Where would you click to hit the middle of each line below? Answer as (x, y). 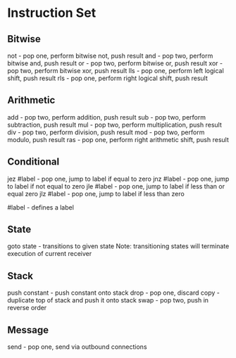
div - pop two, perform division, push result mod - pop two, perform (106, 132)
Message (28, 330)
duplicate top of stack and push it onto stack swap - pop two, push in (108, 300)
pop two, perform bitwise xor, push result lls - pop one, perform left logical (116, 71)
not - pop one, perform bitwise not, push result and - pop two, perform (110, 56)
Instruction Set (52, 13)
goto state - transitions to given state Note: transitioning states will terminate (118, 246)
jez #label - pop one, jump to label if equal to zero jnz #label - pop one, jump (118, 179)
